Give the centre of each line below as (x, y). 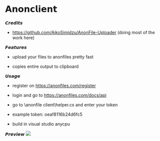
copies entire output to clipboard (45, 66)
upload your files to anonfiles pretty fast (53, 57)
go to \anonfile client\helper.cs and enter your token (65, 104)
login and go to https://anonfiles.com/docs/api (59, 95)
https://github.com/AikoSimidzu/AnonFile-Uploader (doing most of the (83, 32)
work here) (23, 38)
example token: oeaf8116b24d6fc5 (47, 114)
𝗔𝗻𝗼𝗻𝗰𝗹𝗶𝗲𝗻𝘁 (31, 9)
